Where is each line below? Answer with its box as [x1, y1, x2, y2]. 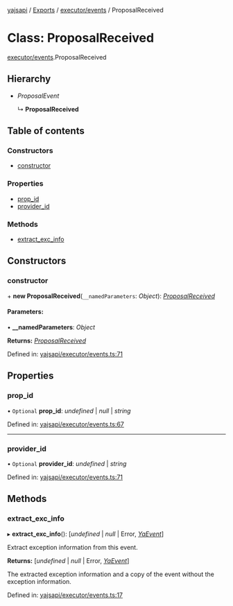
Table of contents [7, 125, 85, 137]
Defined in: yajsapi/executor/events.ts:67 [7, 419, 125, 428]
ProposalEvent [17, 92, 60, 100]
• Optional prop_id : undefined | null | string [7, 406, 131, 415]
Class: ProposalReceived [7, 31, 155, 46]
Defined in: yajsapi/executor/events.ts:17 [7, 591, 123, 599]
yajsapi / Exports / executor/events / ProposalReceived [7, 6, 164, 14]
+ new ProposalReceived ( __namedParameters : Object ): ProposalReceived [7, 291, 216, 300]
